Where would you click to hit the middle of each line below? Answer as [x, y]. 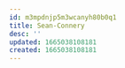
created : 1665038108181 [53, 50]
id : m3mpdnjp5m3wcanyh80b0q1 [63, 17]
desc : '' [25, 34]
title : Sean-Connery [47, 26]
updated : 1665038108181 [53, 42]
